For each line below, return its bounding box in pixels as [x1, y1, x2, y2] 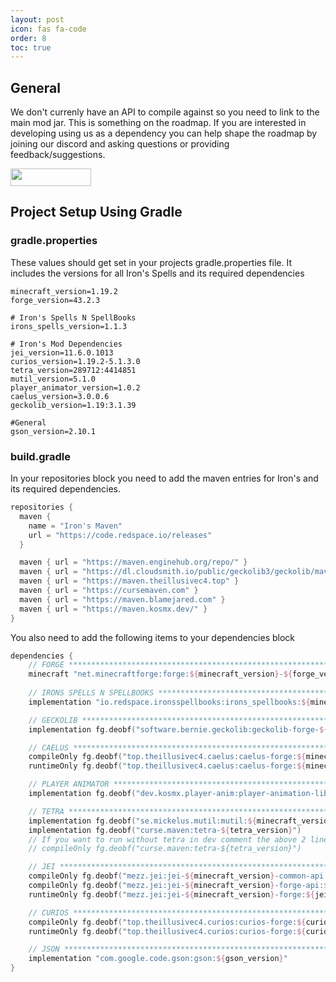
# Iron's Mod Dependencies [10, 339, 123, 349]
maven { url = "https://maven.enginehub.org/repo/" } [19, 557, 248, 568]
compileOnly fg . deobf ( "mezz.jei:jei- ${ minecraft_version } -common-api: [28, 871, 329, 881]
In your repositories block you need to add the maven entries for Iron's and [10, 472, 319, 485]
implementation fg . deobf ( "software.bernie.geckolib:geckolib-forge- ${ [28, 724, 329, 735]
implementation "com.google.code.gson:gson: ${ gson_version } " [28, 954, 288, 964]
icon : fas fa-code [10, 24, 87, 34]
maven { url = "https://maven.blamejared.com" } [19, 594, 226, 605]
